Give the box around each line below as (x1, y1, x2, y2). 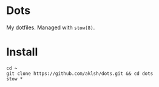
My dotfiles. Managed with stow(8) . (6, 24, 95, 31)
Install (6, 45, 38, 59)
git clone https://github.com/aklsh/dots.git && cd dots (6, 71, 154, 77)
